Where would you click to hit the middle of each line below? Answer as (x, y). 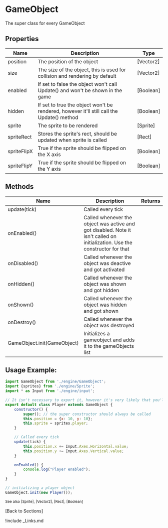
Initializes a (96, 333)
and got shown (101, 311)
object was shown (105, 284)
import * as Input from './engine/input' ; (50, 391)
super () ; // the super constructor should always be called (87, 414)
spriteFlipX (20, 151)
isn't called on (100, 236)
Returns (150, 201)
